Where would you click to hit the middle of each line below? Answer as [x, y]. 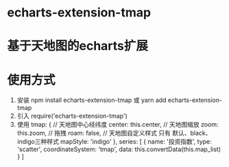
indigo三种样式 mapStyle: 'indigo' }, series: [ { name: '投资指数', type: [114, 142]
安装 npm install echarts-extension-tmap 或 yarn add [92, 100]
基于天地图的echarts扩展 [78, 46]
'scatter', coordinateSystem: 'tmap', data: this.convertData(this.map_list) [119, 149]
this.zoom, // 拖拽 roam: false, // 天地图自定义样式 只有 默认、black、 [114, 133]
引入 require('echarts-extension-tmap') [72, 116]
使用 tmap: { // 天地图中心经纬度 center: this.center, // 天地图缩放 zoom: [118, 125]
